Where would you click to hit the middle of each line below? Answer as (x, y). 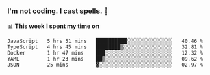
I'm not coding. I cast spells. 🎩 (58, 11)
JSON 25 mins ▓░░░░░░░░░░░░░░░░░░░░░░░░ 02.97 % (105, 65)
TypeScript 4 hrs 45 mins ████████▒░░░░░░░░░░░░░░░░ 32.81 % (105, 47)
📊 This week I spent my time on (53, 26)
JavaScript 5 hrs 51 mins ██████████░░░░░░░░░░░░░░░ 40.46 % (105, 41)
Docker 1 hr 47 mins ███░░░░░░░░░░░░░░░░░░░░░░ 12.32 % (105, 53)
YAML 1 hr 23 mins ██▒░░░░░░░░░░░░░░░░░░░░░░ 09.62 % (105, 59)
